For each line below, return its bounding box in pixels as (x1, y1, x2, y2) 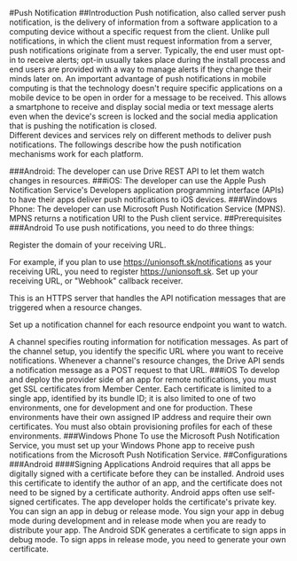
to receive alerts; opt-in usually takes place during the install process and (17, 55, 286, 65)
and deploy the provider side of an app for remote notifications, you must (9, 374, 277, 385)
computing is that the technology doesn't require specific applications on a (9, 83, 284, 93)
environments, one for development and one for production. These (9, 402, 253, 413)
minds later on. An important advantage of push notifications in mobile (9, 74, 267, 83)
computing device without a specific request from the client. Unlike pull (9, 27, 270, 36)
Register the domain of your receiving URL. (9, 239, 167, 250)
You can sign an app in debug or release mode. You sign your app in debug (9, 506, 285, 517)
